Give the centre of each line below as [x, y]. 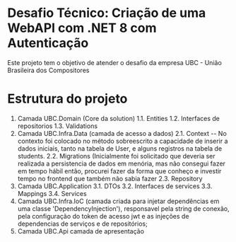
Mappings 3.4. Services [52, 193]
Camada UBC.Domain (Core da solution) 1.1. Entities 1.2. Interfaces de [119, 118]
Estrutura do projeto [67, 99]
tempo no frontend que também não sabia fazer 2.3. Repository [110, 178]
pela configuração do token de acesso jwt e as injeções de [103, 216]
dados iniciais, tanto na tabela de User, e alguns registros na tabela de [120, 148]
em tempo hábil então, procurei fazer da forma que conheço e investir [119, 171]
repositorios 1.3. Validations [57, 126]
